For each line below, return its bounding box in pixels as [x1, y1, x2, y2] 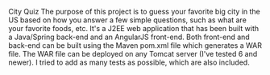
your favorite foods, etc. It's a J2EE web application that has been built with [8, 24, 260, 33]
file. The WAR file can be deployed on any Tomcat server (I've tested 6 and [8, 49, 258, 58]
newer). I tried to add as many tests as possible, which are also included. [8, 57, 250, 67]
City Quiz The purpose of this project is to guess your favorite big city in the [8, 7, 260, 16]
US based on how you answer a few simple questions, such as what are [8, 15, 247, 25]
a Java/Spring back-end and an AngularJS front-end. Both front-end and [8, 32, 250, 41]
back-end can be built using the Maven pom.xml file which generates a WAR [8, 41, 262, 50]
